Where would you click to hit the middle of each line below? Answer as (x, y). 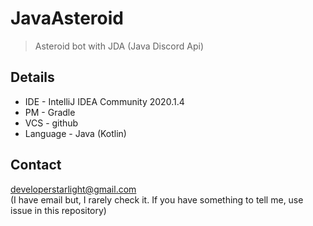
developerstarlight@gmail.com (73, 189)
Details (32, 77)
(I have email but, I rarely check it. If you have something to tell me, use (157, 199)
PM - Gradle (50, 112)
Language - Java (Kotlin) (75, 133)
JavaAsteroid (67, 18)
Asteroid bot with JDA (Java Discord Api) (119, 46)
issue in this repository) (58, 210)
